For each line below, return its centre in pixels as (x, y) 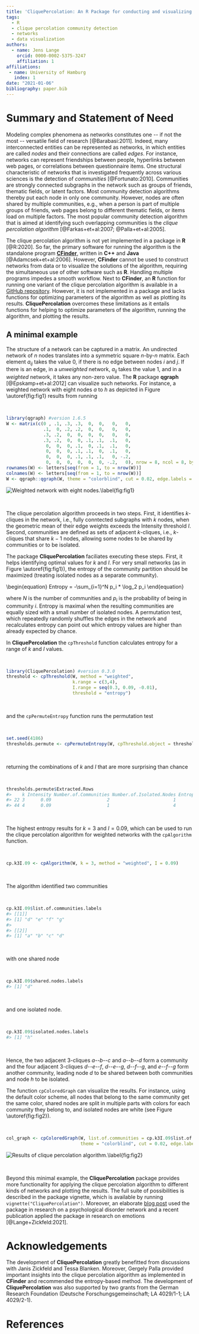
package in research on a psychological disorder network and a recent (92, 1209)
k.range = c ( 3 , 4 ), (95, 682)
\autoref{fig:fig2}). (29, 1116)
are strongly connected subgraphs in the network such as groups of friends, (99, 185)
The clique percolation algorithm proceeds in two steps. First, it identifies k (97, 513)
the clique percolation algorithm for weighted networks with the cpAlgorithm (99, 835)
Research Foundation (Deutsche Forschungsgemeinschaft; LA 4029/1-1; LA (98, 1294)
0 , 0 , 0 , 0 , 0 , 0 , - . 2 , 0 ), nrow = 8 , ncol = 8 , (116, 462)
